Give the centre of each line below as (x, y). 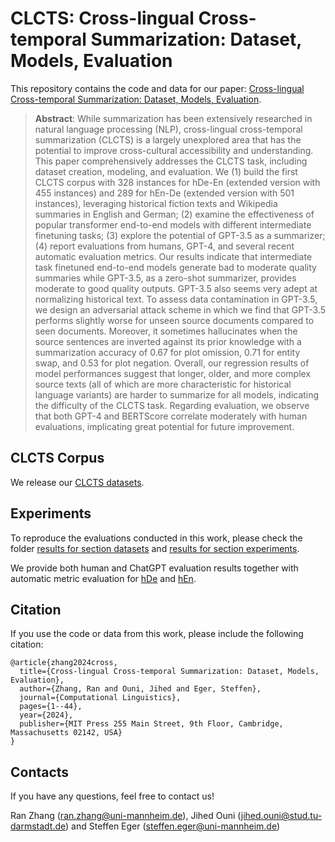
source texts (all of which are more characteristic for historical (163, 384)
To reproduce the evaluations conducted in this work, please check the (156, 538)
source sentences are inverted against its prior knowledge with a (168, 341)
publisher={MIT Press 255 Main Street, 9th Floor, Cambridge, (151, 724)
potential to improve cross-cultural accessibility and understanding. (174, 150)
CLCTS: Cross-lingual (102, 18)
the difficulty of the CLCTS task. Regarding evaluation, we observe (172, 405)
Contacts (40, 772)
